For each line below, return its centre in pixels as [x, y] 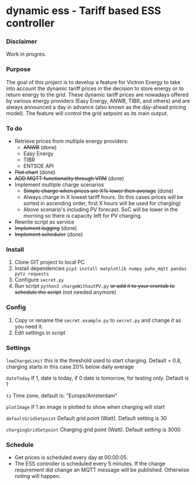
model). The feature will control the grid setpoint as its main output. [87, 113]
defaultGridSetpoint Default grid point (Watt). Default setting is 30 [87, 418]
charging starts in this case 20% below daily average [70, 366]
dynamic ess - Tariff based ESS [84, 11]
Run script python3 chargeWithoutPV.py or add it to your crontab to [94, 286]
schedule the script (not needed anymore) [65, 292]
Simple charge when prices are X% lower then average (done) [98, 191]
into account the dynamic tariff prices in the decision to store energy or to [95, 88]
